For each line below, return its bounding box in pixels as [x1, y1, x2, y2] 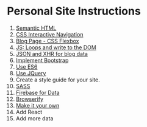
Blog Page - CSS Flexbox [15, 37, 79, 44]
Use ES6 [15, 63, 38, 70]
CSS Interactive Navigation [15, 30, 84, 38]
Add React [15, 108, 43, 115]
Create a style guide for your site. [15, 76, 100, 83]
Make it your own [15, 101, 60, 109]
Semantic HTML [15, 24, 57, 32]
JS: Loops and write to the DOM [15, 44, 96, 51]
